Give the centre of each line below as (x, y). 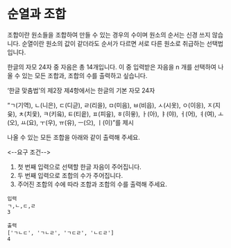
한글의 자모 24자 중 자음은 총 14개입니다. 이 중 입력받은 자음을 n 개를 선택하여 (112, 67)
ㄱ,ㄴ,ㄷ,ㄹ (22, 206)
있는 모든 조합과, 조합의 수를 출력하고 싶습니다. (85, 75)
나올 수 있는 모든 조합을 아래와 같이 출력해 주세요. (74, 137)
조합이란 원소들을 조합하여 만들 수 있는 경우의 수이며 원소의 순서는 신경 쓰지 (109, 35)
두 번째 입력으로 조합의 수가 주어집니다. (70, 175)
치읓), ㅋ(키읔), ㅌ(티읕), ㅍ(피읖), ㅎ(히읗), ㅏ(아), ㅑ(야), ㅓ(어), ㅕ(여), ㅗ (125, 114)
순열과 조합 (37, 14)
